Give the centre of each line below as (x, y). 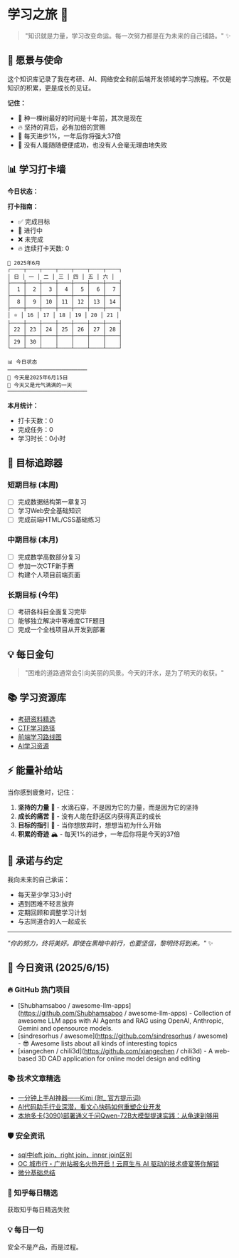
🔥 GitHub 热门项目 (39, 989)
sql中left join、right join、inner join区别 (75, 1155)
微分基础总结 (36, 1172)
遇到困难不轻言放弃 (46, 903)
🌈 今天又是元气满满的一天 (40, 385)
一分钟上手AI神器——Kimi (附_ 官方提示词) (79, 1098)
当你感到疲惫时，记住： (42, 792)
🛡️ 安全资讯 (26, 1135)
